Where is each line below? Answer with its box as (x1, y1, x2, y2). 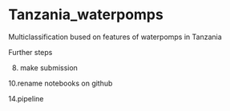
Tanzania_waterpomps (8, 6, 164, 24)
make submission (19, 62, 79, 73)
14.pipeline (8, 93, 44, 103)
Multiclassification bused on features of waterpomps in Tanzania (8, 32, 222, 42)
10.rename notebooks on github (8, 78, 113, 88)
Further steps (8, 47, 53, 57)
